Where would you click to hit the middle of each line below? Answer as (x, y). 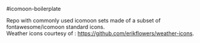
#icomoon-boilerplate (34, 9)
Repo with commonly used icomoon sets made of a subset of (83, 20)
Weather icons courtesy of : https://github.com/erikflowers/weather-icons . (100, 33)
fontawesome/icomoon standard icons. (56, 27)
